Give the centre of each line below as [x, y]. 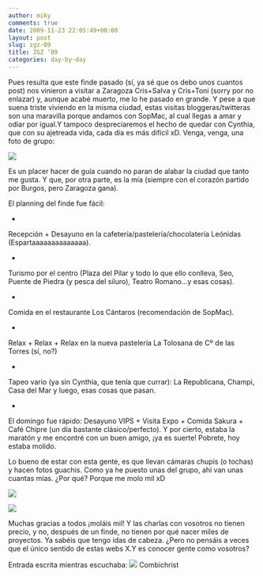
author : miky [30, 15]
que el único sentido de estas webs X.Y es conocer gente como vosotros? [129, 548]
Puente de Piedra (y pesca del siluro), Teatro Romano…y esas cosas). [121, 281]
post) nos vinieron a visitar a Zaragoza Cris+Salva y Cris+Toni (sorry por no [131, 90]
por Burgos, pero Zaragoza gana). [63, 188]
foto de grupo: [32, 141]
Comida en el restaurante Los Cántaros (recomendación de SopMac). [121, 312]
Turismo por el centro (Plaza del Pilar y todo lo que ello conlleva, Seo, [121, 273]
